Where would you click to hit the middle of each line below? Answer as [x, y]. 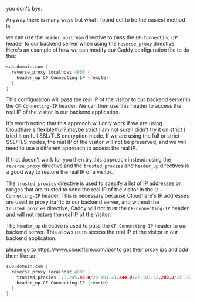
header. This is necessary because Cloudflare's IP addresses [116, 196]
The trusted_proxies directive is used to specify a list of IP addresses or [94, 183]
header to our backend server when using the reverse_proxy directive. [91, 44]
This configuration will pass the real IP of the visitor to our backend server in [98, 99]
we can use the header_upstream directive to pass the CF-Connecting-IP [92, 37]
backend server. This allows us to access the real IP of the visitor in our [92, 232]
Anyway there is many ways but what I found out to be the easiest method [96, 20]
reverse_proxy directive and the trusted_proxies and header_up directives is [98, 166]
